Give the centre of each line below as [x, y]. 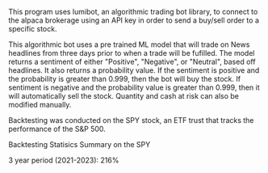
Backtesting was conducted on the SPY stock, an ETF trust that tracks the [131, 120]
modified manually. [40, 105]
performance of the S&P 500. [57, 129]
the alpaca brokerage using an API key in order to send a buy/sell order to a [134, 20]
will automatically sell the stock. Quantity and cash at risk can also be [124, 96]
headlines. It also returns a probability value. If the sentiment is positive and [134, 70]
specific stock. [33, 29]
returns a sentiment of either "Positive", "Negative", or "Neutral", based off [132, 61]
